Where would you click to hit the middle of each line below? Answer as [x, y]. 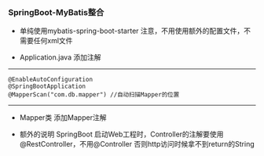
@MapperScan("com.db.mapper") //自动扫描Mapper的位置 [94, 95]
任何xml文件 [53, 41]
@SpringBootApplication [47, 87]
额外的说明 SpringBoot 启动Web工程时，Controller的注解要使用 [121, 134]
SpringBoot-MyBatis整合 [56, 12]
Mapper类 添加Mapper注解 [63, 118]
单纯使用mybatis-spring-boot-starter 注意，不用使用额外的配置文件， [132, 31]
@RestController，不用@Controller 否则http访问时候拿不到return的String [137, 144]
